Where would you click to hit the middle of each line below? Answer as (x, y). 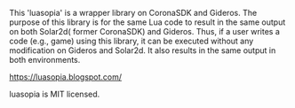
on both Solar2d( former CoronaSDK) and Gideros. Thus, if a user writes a (144, 31)
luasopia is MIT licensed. (55, 94)
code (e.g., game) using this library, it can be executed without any (132, 41)
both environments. (45, 60)
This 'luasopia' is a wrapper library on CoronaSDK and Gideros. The (133, 13)
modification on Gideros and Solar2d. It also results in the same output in (143, 50)
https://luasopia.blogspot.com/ (66, 77)
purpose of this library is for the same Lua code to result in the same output (147, 22)
